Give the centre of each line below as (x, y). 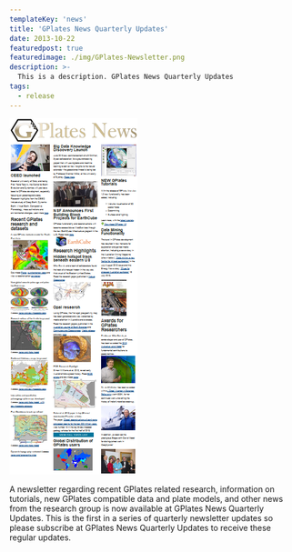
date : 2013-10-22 (42, 38)
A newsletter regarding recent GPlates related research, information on (142, 489)
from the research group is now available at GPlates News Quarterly (137, 508)
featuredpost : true (46, 48)
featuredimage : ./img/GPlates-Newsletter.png (97, 58)
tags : (20, 86)
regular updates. (40, 537)
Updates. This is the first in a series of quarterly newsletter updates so (141, 517)
